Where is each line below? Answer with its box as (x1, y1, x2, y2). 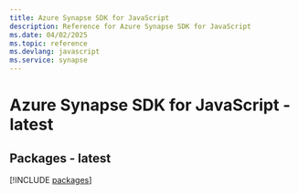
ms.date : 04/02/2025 (9, 30, 89, 39)
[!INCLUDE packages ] (9, 175, 92, 185)
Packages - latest (9, 150, 112, 166)
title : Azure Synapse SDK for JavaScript (9, 13, 170, 23)
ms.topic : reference (9, 38, 89, 48)
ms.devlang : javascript (9, 47, 101, 56)
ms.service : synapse (9, 56, 89, 65)
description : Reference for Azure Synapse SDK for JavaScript (9, 22, 251, 31)
